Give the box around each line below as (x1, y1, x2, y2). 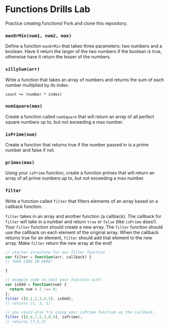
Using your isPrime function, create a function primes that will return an (5, 170, 155, 176)
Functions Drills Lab (5, 4, 91, 15)
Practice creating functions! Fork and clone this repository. (5, 20, 128, 26)
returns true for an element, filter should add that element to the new (5, 235, 153, 241)
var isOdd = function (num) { (5, 282, 67, 287)
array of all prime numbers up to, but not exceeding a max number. (5, 175, 145, 181)
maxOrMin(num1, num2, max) (5, 33, 72, 38)
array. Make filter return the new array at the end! (5, 240, 112, 246)
